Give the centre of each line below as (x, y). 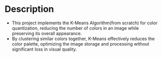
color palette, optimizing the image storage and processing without (81, 44)
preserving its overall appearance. (47, 33)
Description (29, 9)
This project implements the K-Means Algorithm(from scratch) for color (84, 23)
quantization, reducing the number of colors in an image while (75, 28)
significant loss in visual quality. (44, 49)
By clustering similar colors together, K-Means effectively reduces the (83, 39)
